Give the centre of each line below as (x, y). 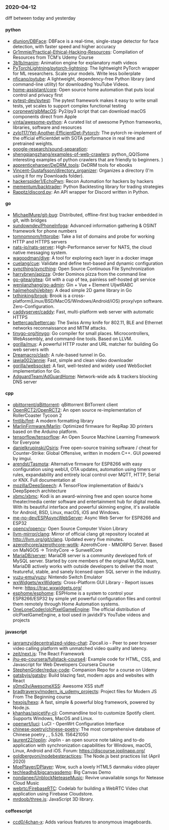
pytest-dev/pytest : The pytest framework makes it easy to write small (85, 100)
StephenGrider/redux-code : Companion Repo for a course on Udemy (85, 670)
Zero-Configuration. (33, 306)
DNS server (25, 382)
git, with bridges (30, 220)
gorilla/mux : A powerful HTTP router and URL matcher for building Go (86, 344)
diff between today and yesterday (41, 18)
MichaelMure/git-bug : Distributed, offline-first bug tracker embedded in (88, 214)
